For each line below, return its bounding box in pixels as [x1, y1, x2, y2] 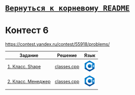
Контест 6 [5, 25, 49, 36]
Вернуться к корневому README [5, 3, 130, 13]
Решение [57, 52, 77, 58]
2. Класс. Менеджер [7, 79, 51, 85]
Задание [19, 52, 39, 58]
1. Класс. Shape [7, 63, 41, 69]
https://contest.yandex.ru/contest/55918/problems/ [5, 41, 110, 47]
